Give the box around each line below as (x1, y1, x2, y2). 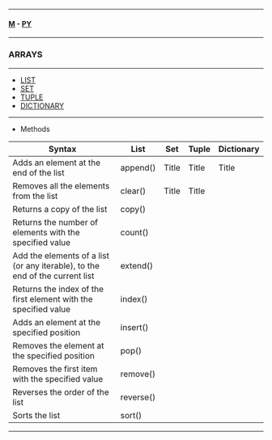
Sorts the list (12, 409, 61, 421)
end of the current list (12, 270, 95, 281)
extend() (120, 260, 154, 271)
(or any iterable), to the (12, 260, 100, 271)
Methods (19, 124, 50, 133)
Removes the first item (12, 363, 98, 374)
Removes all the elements (12, 180, 110, 191)
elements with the (12, 226, 81, 238)
